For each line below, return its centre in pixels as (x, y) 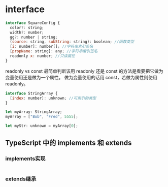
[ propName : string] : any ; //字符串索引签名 (54, 51)
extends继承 (21, 179)
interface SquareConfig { (32, 23)
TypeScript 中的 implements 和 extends (69, 143)
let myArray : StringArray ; (34, 112)
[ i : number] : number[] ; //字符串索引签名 (52, 47)
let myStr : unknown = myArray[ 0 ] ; (42, 126)
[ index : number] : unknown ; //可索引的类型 (53, 98)
